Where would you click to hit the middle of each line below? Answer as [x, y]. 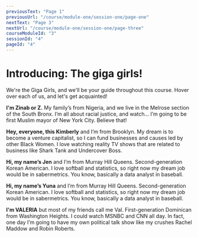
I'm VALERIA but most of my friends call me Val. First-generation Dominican [99, 209]
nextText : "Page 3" [30, 22]
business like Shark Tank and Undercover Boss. [64, 150]
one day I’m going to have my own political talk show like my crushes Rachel [99, 222]
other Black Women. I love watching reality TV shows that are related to [93, 144]
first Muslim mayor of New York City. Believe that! [66, 120]
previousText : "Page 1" [35, 11]
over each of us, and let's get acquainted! [57, 96]
